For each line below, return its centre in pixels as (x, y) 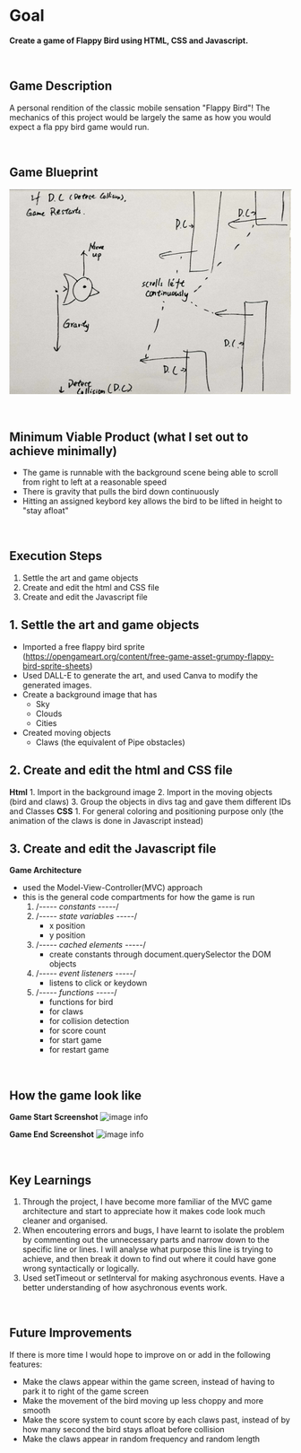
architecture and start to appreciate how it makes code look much (144, 1211)
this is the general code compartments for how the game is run (138, 897)
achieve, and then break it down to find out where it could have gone (149, 1258)
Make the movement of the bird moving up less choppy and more (143, 1400)
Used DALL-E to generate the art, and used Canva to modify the (140, 675)
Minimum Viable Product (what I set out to (129, 437)
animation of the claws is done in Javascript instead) (107, 820)
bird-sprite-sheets (56, 666)
